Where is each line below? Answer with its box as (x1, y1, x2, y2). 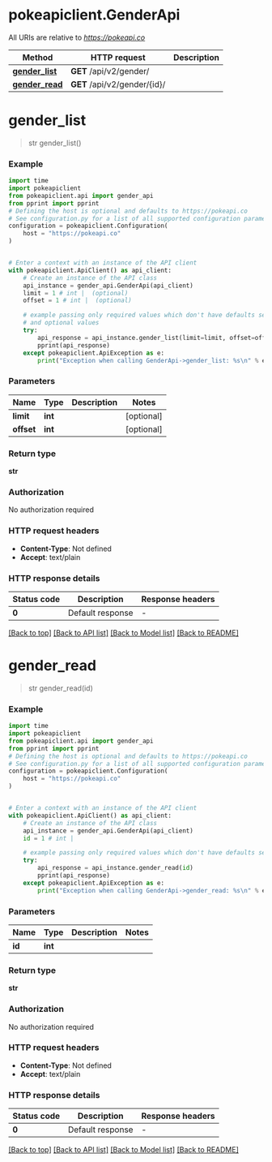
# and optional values (23, 319, 100, 327)
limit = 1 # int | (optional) (23, 289, 129, 297)
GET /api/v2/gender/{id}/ (70, 79, 166, 90)
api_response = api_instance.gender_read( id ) (37, 864, 194, 872)
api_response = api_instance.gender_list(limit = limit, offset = (37, 334, 255, 342)
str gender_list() (28, 138, 82, 148)
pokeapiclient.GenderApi (8, 6, 181, 24)
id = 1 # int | (23, 834, 74, 842)
